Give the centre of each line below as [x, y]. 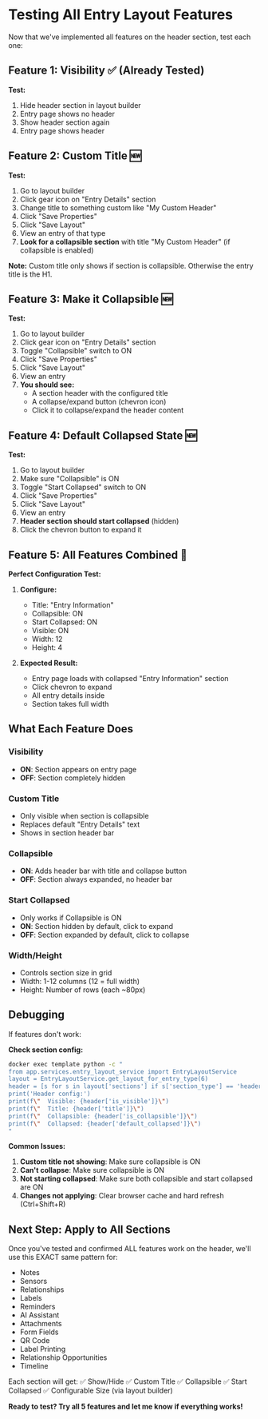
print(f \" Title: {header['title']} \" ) [77, 1109]
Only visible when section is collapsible [84, 815]
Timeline [34, 1366]
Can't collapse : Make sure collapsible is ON [92, 1170]
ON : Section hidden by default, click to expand [97, 926]
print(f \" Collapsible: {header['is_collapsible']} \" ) [103, 1116]
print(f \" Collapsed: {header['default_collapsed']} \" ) [105, 1124]
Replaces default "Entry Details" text [80, 824]
